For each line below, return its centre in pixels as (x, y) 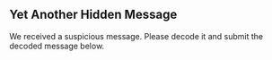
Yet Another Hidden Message (93, 15)
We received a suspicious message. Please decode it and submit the (136, 36)
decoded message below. (57, 46)
